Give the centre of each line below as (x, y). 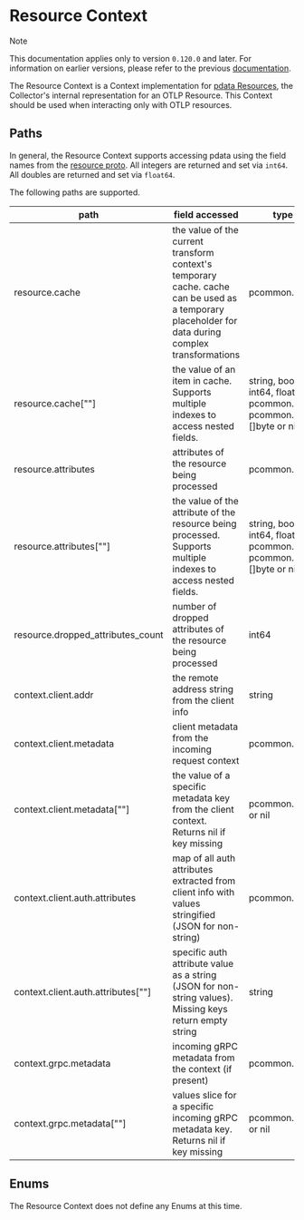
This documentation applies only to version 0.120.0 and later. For (130, 58)
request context (206, 760)
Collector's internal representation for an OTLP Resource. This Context (141, 95)
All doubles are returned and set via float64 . (92, 174)
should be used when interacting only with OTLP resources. (121, 104)
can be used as (205, 298)
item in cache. (202, 380)
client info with (204, 892)
